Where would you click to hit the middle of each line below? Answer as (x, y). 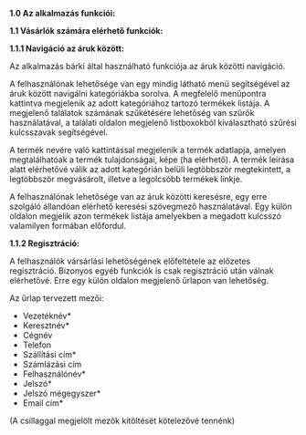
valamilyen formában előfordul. (68, 226)
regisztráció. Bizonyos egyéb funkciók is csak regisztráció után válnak (142, 271)
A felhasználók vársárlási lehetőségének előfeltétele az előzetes (130, 261)
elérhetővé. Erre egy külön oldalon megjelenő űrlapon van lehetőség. (139, 280)
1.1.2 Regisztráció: (45, 243)
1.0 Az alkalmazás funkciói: (63, 13)
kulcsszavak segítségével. (58, 132)
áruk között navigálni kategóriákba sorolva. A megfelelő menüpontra (138, 93)
